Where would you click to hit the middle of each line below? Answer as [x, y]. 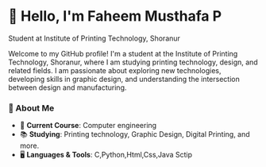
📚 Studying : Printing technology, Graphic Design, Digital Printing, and [135, 134]
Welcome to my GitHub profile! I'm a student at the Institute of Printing [123, 53]
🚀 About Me [31, 108]
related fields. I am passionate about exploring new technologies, [115, 70]
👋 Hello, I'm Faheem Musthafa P [115, 16]
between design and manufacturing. [67, 87]
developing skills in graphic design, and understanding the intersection [124, 79]
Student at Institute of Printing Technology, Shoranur [94, 38]
